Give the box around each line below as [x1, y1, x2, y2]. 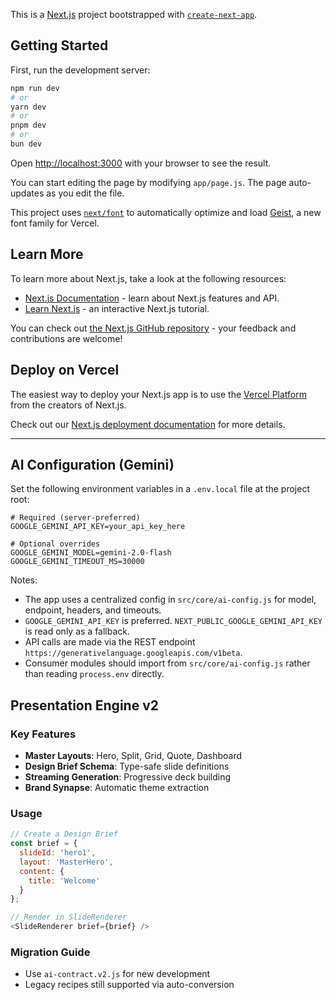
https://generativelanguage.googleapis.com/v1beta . [24, 647, 243, 659]
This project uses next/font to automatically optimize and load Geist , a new [10, 206, 322, 218]
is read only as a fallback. [24, 625, 131, 638]
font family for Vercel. [10, 217, 100, 229]
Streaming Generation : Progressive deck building [24, 771, 232, 783]
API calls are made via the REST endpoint [24, 636, 196, 648]
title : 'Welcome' [28, 875, 101, 886]
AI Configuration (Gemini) [10, 456, 175, 473]
